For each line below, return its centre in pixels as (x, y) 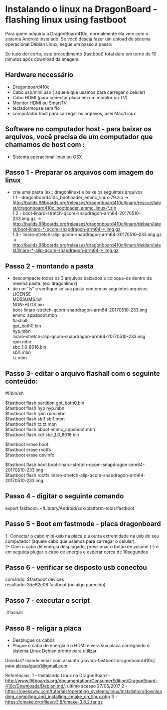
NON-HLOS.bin (28, 305)
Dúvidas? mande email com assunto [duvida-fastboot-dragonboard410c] (80, 661)
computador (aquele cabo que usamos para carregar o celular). (71, 541)
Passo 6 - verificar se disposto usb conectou (76, 568)
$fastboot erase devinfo (30, 455)
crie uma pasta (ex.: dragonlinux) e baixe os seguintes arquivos (78, 192)
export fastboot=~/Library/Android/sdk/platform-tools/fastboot (70, 508)
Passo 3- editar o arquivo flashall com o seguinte (83, 373)
